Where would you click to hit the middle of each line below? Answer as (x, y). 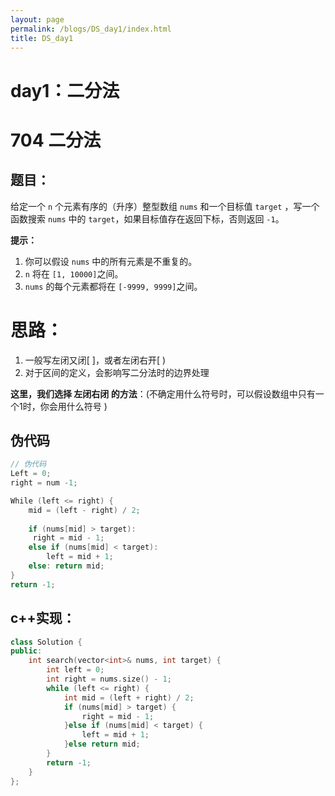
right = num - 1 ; (44, 483)
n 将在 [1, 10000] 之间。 (74, 273)
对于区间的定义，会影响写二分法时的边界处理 (117, 372)
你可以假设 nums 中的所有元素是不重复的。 (111, 261)
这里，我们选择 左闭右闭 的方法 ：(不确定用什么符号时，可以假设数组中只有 (163, 393)
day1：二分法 (65, 90)
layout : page (37, 19)
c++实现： (43, 618)
